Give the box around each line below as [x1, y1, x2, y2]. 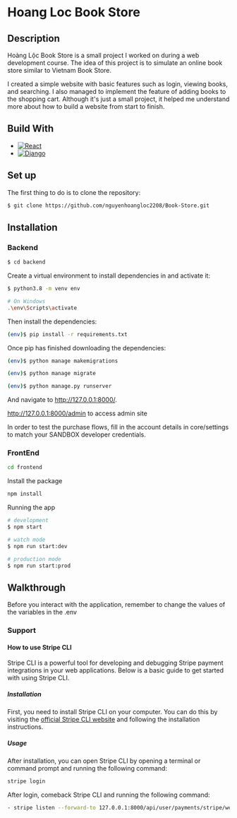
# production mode [7, 555, 61, 562]
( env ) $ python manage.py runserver [7, 383, 112, 390]
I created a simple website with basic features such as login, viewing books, [7, 80, 228, 88]
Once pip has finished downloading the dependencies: [7, 343, 166, 352]
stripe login [7, 778, 46, 785]
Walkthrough [7, 581, 66, 593]
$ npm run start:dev [7, 543, 68, 550]
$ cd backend [7, 259, 46, 266]
